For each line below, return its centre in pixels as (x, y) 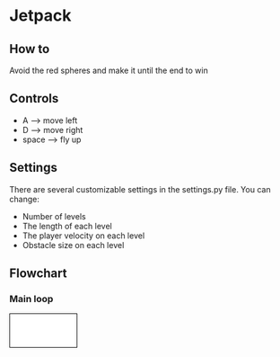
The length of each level (67, 226)
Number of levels (54, 216)
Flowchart (38, 274)
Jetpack (40, 16)
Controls (34, 98)
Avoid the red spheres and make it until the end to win (109, 70)
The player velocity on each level (83, 236)
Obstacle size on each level (73, 245)
